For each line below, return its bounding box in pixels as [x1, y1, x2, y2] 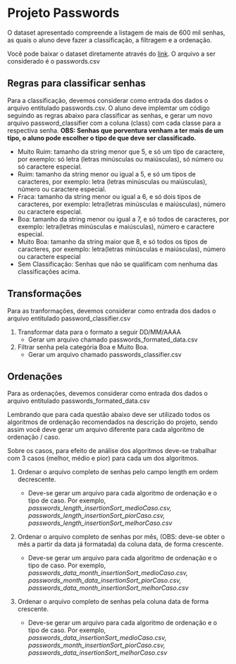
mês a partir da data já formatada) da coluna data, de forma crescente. [17, 540, 224, 548]
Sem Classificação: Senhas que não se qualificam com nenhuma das [17, 260, 218, 268]
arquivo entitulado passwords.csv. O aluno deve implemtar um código [7, 104, 210, 112]
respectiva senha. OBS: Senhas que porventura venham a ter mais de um [7, 126, 224, 135]
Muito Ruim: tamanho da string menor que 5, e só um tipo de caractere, [17, 147, 225, 156]
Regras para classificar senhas [7, 78, 146, 90]
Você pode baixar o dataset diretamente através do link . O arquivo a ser [7, 49, 216, 58]
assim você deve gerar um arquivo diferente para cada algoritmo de [7, 425, 204, 434]
